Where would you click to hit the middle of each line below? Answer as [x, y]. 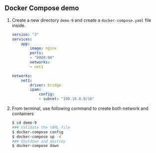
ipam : [36, 90]
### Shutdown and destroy [39, 141]
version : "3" [25, 34]
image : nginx [43, 48]
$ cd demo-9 [24, 123]
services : [22, 39]
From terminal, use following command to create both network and [80, 108]
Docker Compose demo [42, 8]
